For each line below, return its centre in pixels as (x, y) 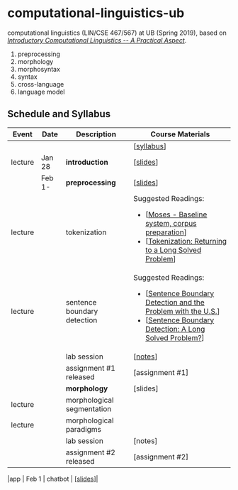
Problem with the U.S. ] (182, 311)
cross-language (41, 84)
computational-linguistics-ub (96, 13)
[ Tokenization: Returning (186, 241)
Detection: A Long (175, 329)
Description (96, 134)
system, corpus (171, 223)
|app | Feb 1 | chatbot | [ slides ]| (53, 479)
